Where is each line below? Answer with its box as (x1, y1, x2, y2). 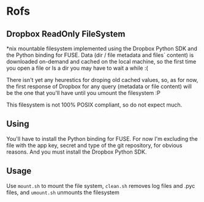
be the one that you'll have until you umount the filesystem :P (6, 89, 161, 96)
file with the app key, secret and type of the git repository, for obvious (6, 141, 183, 149)
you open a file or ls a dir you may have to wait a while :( (6, 64, 148, 72)
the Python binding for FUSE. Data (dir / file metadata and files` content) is (6, 51, 194, 59)
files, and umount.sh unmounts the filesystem (6, 189, 119, 196)
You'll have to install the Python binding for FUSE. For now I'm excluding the (6, 135, 198, 142)
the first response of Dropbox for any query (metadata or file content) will (6, 83, 192, 90)
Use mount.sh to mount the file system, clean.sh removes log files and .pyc (6, 182, 195, 189)
